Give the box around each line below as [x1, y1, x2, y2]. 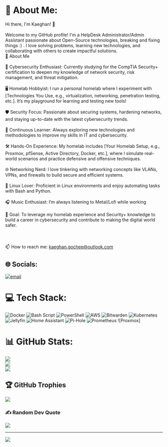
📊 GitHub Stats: [5, 336, 73, 347]
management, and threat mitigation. [5, 74, 79, 80]
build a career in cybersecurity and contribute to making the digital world [5, 217, 155, 223]
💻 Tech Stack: [5, 292, 67, 303]
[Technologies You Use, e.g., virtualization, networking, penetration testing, [5, 92, 161, 98]
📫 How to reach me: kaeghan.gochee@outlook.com [5, 243, 113, 250]
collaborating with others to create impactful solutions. [5, 48, 117, 54]
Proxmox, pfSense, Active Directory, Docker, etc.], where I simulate [5, 150, 143, 156]
